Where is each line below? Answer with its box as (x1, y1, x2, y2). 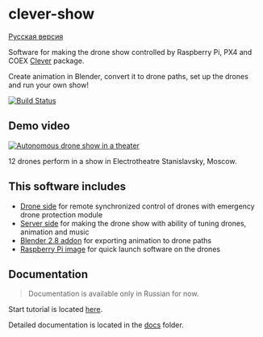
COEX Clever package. (8, 56, 85, 65)
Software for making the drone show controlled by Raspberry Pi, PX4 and (8, 47, 253, 57)
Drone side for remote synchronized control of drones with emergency (19, 201, 256, 211)
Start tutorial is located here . (8, 305, 103, 314)
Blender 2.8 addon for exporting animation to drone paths (19, 235, 212, 245)
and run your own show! (8, 80, 89, 90)
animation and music (19, 227, 90, 237)
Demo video (8, 119, 70, 133)
